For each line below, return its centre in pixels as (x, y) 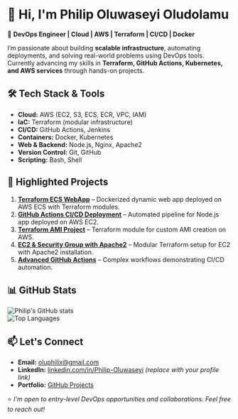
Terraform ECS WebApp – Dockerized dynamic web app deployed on (120, 199)
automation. (35, 267)
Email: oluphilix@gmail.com (58, 362)
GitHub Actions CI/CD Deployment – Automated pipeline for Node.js (118, 214)
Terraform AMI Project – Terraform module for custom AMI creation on (121, 229)
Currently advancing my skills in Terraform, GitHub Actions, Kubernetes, (115, 62)
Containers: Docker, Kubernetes (65, 137)
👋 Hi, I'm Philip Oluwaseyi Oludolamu (118, 15)
